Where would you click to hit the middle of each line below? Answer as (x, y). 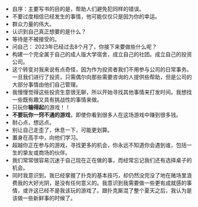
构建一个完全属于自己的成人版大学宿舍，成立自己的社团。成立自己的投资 (102, 54)
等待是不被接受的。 (36, 39)
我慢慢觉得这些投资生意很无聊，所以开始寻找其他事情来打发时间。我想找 (102, 92)
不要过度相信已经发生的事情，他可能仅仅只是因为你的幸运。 (86, 16)
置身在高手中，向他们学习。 (46, 137)
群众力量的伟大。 (33, 24)
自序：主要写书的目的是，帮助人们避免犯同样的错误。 (78, 9)
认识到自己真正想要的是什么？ (49, 31)
